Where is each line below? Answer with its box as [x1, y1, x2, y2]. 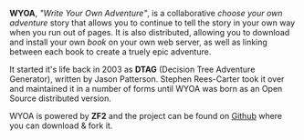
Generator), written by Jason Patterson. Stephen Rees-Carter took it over [9, 74, 285, 85]
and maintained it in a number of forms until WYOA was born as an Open [9, 84, 283, 94]
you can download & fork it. [9, 120, 113, 131]
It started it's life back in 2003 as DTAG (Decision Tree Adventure [9, 64, 256, 75]
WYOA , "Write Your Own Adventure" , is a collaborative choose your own [9, 8, 283, 18]
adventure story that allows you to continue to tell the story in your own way [9, 17, 296, 28]
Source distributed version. [9, 93, 111, 104]
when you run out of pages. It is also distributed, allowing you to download [9, 27, 290, 37]
